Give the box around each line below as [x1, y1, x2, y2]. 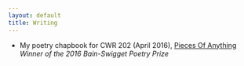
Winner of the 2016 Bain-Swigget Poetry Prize [19, 49, 169, 58]
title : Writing [8, 19, 58, 27]
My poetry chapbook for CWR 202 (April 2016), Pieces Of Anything [19, 40, 237, 49]
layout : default [8, 11, 61, 20]
